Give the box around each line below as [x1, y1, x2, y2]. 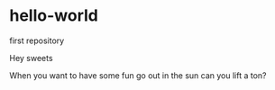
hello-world [9, 5, 99, 26]
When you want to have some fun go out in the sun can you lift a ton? [9, 69, 267, 81]
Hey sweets [9, 52, 53, 63]
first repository [9, 35, 65, 46]
